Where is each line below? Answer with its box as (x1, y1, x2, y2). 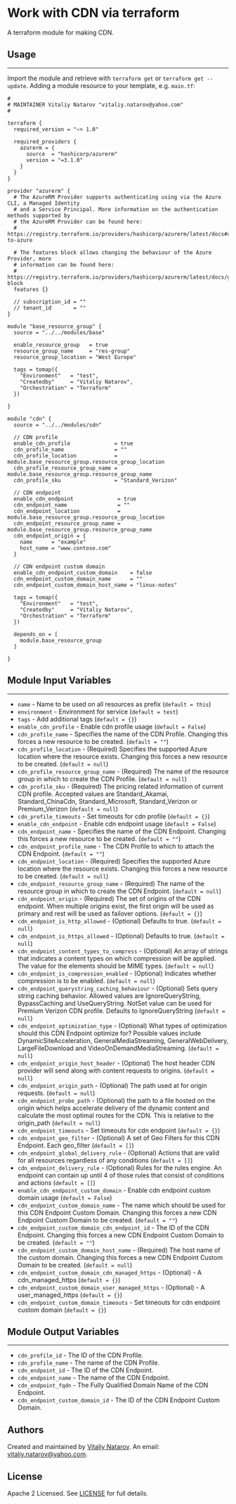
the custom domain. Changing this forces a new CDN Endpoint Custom (17, 1253, 223, 1261)
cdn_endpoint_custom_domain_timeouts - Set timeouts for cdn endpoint (17, 1298, 221, 1306)
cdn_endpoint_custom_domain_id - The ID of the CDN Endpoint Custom (17, 1396, 220, 1405)
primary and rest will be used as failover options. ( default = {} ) (17, 909, 202, 918)
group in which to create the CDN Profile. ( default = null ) (17, 774, 188, 783)
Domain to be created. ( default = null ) (17, 1260, 133, 1269)
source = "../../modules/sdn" (13, 421, 102, 429)
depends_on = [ (13, 631, 58, 638)
